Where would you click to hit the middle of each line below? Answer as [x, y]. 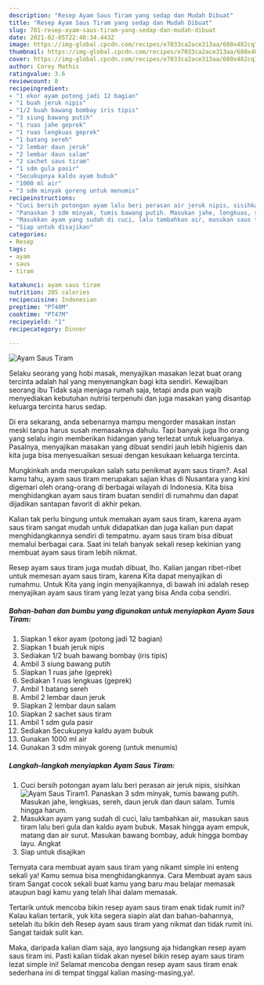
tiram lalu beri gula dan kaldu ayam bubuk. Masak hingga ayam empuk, [135, 827]
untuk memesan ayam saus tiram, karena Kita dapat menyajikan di [116, 576]
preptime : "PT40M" [39, 307]
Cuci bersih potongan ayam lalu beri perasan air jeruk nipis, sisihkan [130, 785]
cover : [20, 60]
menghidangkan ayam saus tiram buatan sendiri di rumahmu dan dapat [124, 496]
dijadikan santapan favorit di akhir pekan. [75, 504]
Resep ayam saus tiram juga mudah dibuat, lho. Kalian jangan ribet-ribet [125, 568]
